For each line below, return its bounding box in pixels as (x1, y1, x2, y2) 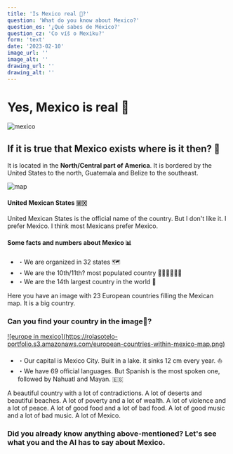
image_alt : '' (7, 56, 49, 63)
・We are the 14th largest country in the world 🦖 (17, 277, 157, 286)
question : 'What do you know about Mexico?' (7, 17, 140, 24)
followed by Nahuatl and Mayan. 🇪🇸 (17, 375, 124, 383)
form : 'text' (7, 36, 46, 44)
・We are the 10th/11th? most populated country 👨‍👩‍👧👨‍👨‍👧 (17, 268, 182, 277)
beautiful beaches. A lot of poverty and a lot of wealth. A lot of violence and (7, 396, 227, 404)
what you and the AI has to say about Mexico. (7, 437, 166, 447)
